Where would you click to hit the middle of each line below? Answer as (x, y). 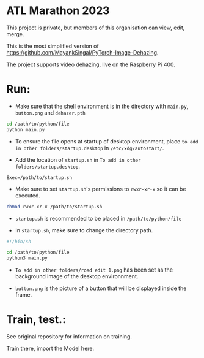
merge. (15, 34)
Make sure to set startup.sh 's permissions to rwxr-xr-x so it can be (100, 189)
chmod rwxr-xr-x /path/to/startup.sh (54, 207)
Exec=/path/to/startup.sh (39, 177)
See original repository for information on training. (69, 337)
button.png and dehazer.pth (50, 112)
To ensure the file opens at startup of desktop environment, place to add (107, 141)
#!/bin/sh (19, 242)
